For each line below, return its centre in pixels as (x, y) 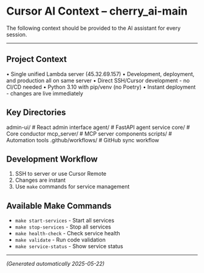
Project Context (36, 59)
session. (17, 34)
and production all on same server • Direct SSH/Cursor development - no (98, 80)
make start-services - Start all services (65, 221)
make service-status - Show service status (69, 246)
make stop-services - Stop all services (63, 227)
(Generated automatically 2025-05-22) (56, 264)
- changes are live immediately (45, 93)
